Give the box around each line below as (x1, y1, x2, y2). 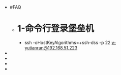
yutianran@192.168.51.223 (24, 44, 78, 51)
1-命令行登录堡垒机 (17, 23, 94, 34)
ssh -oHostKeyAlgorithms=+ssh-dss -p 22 (24, 39, 111, 45)
